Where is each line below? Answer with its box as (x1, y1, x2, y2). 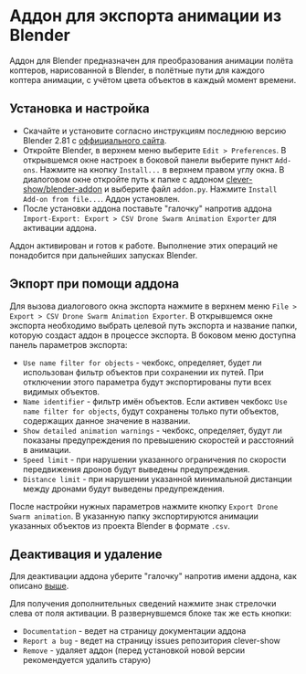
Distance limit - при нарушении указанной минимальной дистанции (22, 473, 292, 484)
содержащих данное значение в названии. (22, 415, 191, 426)
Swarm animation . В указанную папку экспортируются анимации (9, 511, 259, 521)
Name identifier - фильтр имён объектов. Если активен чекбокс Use (22, 395, 288, 406)
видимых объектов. (22, 385, 100, 397)
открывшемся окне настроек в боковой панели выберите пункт (22, 154, 273, 165)
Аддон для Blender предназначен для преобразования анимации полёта (9, 55, 294, 66)
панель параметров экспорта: (9, 339, 128, 350)
